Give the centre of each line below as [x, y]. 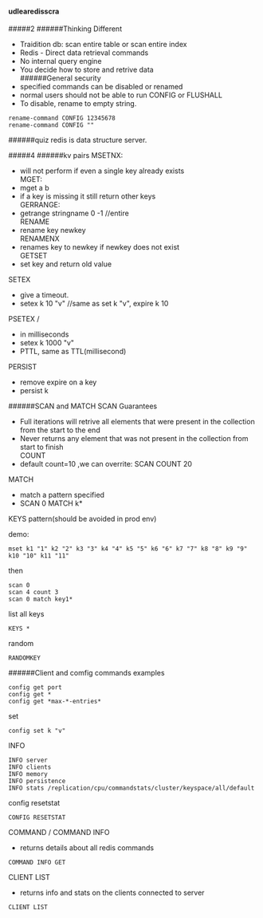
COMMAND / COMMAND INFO [59, 833]
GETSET [33, 256]
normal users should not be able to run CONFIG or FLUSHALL [121, 95]
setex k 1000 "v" [47, 343]
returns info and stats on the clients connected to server [112, 892]
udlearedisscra [34, 11]
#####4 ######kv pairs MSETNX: [66, 156]
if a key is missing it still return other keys [88, 196]
